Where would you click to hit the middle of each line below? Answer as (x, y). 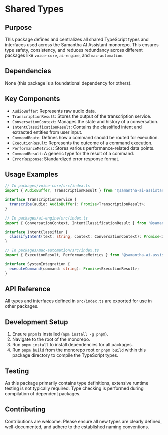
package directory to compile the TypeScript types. (65, 355)
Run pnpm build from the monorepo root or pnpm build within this (79, 350)
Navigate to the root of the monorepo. (51, 339)
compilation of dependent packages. (43, 394)
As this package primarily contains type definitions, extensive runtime (77, 383)
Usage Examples (32, 175)
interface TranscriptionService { (41, 200)
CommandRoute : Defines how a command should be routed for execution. (85, 137)
